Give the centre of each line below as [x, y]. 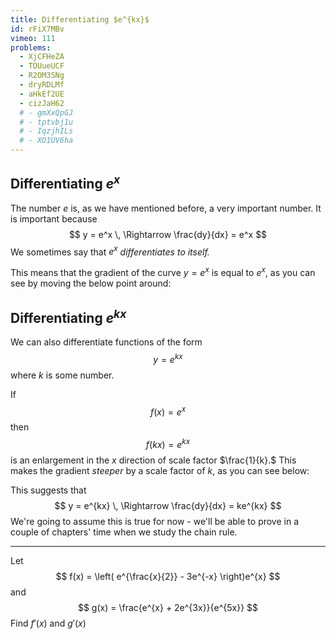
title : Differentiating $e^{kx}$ [80, 19]
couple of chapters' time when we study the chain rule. [124, 532]
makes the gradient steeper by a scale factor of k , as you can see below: [160, 470]
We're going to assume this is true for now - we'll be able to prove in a [155, 521]
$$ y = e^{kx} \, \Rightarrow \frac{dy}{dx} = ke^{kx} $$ [168, 505]
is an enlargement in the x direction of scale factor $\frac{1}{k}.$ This [153, 460]
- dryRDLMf [42, 85]
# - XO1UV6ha [46, 141]
